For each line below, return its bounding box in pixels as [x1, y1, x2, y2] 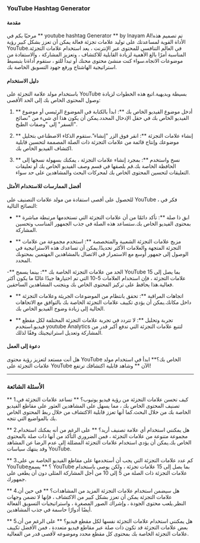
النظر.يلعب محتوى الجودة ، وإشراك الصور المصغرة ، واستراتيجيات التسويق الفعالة [7, 500, 186, 507]
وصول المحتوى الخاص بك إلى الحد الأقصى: [7, 97, 101, 104]
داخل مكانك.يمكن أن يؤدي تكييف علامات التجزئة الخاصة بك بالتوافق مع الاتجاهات [15, 299, 192, 306]
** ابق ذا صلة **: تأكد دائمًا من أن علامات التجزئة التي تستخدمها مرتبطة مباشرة [15, 214, 190, 221]
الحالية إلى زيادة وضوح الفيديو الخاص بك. [15, 304, 106, 312]
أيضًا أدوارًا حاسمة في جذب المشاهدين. [7, 506, 93, 513]
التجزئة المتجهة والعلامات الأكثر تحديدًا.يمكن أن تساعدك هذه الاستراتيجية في [15, 244, 182, 251]
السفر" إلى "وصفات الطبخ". [15, 120, 78, 128]
